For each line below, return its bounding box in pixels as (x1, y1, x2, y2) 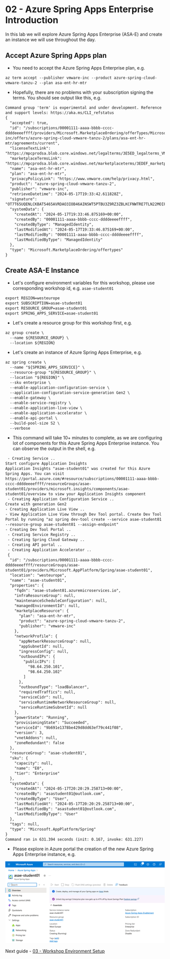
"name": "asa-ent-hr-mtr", (10, 166, 67, 171)
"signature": (10, 197, 37, 202)
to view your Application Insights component (48, 491, 146, 496)
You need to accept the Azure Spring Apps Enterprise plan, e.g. (12, 65, 145, 71)
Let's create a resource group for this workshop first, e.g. (12, 319, 133, 326)
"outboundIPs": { (18, 654, 56, 659)
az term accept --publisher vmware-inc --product (5, 75, 112, 80)
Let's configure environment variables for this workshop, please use (12, 279, 155, 285)
